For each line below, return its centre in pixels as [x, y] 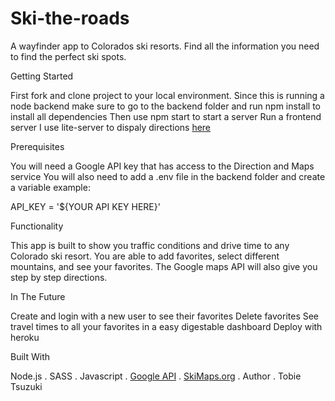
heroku [25, 337]
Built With [30, 356]
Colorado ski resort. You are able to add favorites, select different [145, 256]
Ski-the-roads [70, 18]
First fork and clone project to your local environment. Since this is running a [167, 95]
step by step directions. [59, 277]
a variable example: [50, 187]
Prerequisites [37, 146]
